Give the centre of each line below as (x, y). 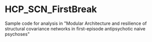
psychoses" (17, 34)
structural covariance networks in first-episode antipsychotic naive (75, 28)
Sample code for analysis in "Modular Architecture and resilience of (76, 23)
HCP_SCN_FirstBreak (51, 9)
